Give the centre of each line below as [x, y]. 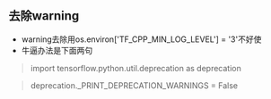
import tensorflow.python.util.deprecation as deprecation [135, 68]
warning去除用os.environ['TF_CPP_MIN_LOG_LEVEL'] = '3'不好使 [141, 39]
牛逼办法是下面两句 [57, 50]
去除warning [44, 16]
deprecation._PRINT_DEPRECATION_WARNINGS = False [134, 85]
